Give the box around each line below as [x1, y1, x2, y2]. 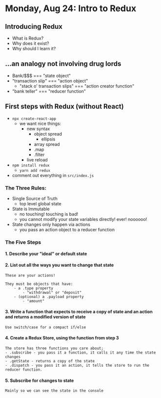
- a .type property [14, 286, 54, 291]
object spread [34, 131, 62, 137]
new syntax [26, 125, 50, 132]
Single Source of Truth [12, 196, 58, 201]
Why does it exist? [12, 40, 49, 46]
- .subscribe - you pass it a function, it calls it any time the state [5, 350, 156, 355]
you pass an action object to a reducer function [19, 226, 115, 232]
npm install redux [12, 163, 50, 168]
